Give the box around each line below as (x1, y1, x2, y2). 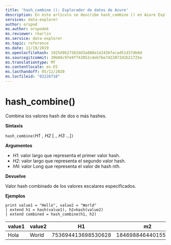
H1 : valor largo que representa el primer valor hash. (12, 152, 121, 158)
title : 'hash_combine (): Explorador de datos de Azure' (5, 7, 129, 13)
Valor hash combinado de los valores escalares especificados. (5, 183, 136, 189)
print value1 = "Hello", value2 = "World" (5, 203, 97, 208)
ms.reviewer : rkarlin (5, 31, 51, 36)
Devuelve (5, 173, 26, 179)
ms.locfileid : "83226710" (5, 74, 60, 79)
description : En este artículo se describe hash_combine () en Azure (5, 12, 156, 17)
